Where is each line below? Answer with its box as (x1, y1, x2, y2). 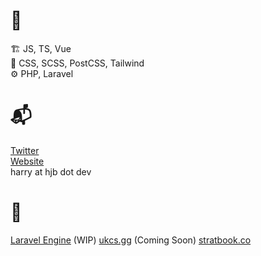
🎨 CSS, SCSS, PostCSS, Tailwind (10, 57, 145, 69)
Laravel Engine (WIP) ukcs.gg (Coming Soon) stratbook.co (10, 234, 252, 246)
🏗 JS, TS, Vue (10, 42, 72, 54)
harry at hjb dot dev (10, 165, 92, 178)
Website (10, 155, 45, 167)
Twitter (10, 144, 40, 156)
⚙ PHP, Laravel (10, 67, 74, 79)
